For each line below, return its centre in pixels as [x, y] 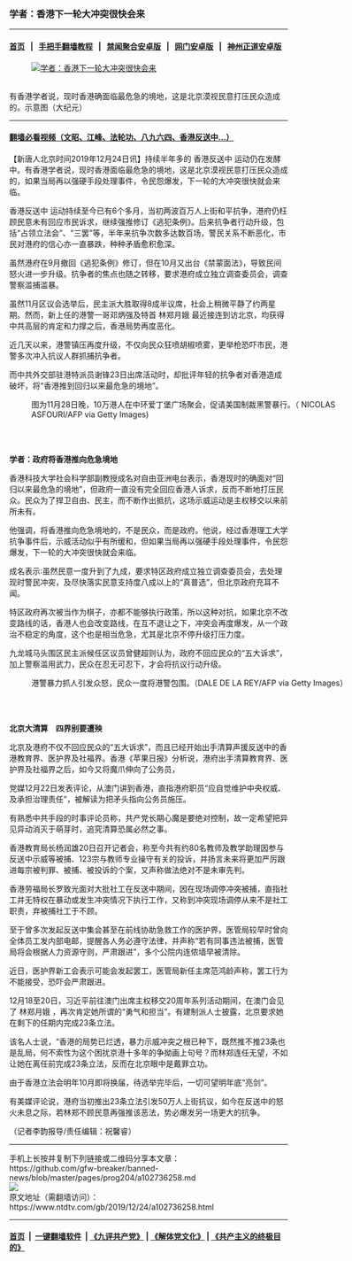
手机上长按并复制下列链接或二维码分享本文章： [94, 1158]
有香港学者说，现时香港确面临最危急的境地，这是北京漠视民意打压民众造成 [145, 96]
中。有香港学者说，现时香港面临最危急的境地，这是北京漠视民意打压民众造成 [149, 169]
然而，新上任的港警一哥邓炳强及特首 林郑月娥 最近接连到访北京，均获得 [154, 314]
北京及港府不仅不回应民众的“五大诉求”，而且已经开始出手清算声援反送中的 [145, 747]
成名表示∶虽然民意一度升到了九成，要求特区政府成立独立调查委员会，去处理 [146, 571]
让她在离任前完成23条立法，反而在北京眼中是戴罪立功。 [111, 1064]
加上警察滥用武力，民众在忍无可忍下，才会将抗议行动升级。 [118, 664]
